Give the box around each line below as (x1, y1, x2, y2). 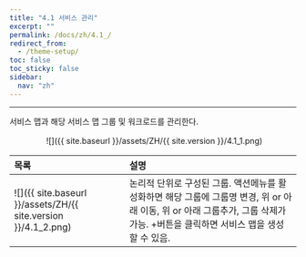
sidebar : (9, 73, 43, 82)
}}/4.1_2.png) (14, 221, 72, 233)
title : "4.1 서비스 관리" (9, 13, 98, 23)
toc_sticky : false (9, 65, 79, 74)
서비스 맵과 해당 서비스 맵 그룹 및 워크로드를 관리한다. (9, 116, 199, 127)
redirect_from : (9, 38, 67, 48)
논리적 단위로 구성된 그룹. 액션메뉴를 (128, 177, 276, 190)
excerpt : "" (9, 22, 55, 31)
